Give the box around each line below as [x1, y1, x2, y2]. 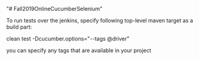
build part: [6, 24, 32, 30]
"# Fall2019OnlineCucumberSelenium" [6, 5, 103, 12]
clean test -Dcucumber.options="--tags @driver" [6, 35, 130, 42]
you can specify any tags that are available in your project [6, 47, 152, 54]
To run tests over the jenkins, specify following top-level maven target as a [6, 17, 194, 24]
